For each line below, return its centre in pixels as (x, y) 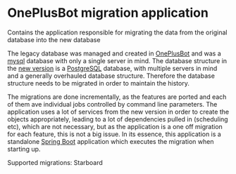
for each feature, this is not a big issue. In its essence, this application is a (114, 134)
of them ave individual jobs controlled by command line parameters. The (112, 104)
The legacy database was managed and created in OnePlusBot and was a (114, 53)
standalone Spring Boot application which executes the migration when (111, 141)
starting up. (24, 149)
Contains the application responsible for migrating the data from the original (117, 32)
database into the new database (54, 39)
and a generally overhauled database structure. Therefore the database (111, 76)
